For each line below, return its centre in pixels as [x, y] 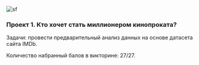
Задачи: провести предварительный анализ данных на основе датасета [100, 38]
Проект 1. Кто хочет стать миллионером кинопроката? [92, 24]
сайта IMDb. [22, 44]
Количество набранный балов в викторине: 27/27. [71, 55]
